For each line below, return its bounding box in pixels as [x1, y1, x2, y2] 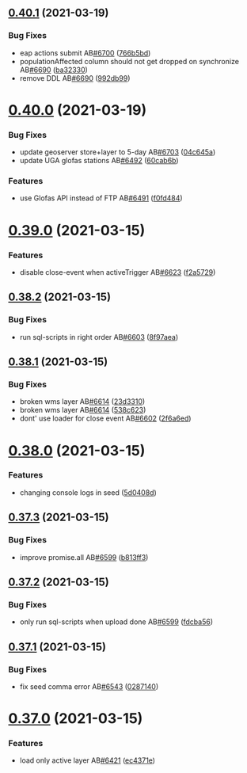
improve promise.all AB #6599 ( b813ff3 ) [19, 552, 149, 562]
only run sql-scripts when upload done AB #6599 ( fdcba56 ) [19, 617, 214, 626]
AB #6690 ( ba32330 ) [19, 65, 89, 74]
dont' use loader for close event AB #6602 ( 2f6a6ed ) [19, 413, 192, 423]
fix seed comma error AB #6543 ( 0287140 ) [19, 681, 159, 691]
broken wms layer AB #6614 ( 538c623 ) [19, 406, 146, 415]
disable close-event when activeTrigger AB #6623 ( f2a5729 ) [19, 267, 216, 276]
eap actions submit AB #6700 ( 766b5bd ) [19, 48, 151, 58]
